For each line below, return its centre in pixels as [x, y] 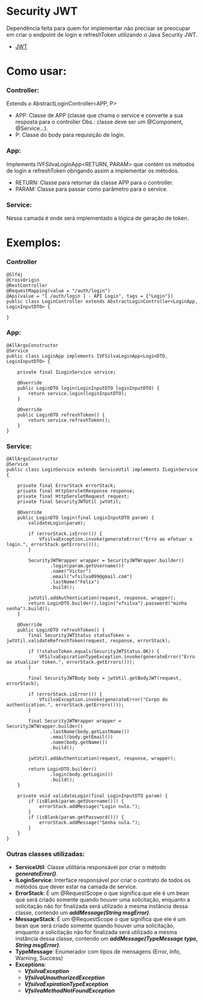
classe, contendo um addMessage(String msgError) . [83, 913]
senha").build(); [28, 609]
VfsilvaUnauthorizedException [64, 978]
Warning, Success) [39, 958]
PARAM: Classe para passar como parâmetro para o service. [91, 189]
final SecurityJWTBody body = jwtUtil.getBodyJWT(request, [105, 678]
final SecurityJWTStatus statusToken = [79, 636]
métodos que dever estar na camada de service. [76, 887]
